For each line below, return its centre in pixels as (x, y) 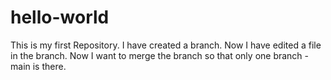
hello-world (60, 17)
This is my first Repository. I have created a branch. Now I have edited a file (166, 45)
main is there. (38, 66)
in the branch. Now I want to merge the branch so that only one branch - (160, 55)
